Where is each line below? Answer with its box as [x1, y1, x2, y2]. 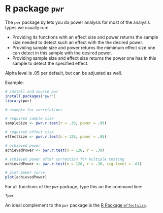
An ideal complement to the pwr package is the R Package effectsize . [5, 202, 147, 208]
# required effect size [5, 129, 54, 135]
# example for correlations [5, 107, 63, 112]
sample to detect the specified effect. [12, 60, 89, 66]
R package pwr [5, 3, 65, 14]
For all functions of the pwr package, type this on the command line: [5, 184, 143, 190]
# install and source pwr [5, 89, 58, 94]
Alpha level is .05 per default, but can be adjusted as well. [5, 70, 122, 76]
